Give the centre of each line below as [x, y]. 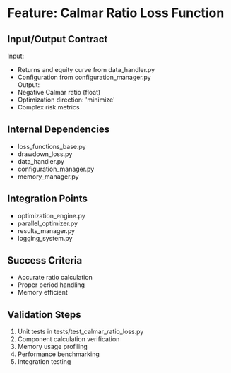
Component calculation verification [69, 339]
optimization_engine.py [52, 215]
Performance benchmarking [59, 354]
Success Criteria [45, 260]
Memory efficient [43, 292]
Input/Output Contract [58, 39]
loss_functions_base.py [52, 146]
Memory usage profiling [52, 347]
